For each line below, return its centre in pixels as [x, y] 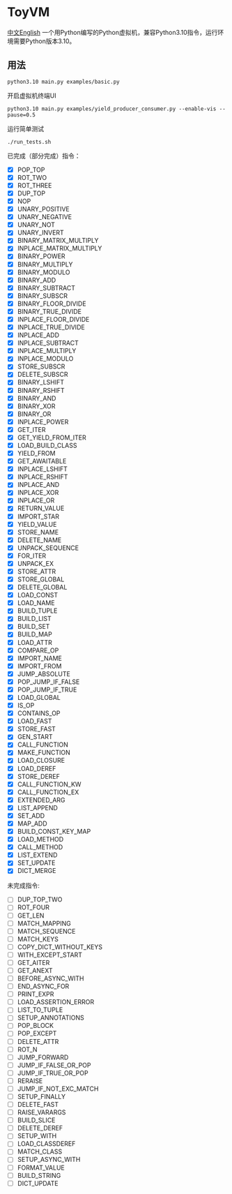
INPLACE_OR [36, 500]
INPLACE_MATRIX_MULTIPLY [60, 248]
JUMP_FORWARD [43, 1057]
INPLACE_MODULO [45, 359]
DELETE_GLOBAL [42, 588]
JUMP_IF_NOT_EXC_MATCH [58, 1089]
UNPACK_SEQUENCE [48, 548]
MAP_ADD [32, 823]
